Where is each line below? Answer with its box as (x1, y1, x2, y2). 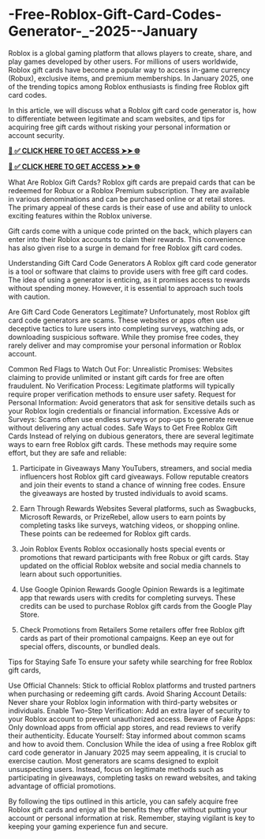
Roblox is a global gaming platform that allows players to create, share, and (8, 48, 252, 58)
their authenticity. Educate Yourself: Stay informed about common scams (8, 731, 246, 740)
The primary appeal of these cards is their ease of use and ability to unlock (8, 203, 252, 212)
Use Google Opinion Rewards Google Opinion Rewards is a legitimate (19, 584, 244, 594)
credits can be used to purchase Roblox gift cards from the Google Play (19, 601, 252, 610)
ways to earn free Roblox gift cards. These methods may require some (8, 439, 237, 449)
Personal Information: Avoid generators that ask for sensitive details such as (8, 397, 256, 407)
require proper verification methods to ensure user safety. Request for (8, 389, 237, 399)
